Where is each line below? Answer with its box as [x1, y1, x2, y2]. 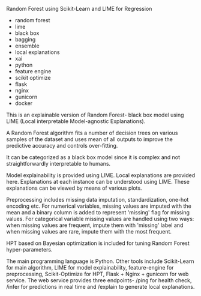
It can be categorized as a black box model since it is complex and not [6, 154, 181, 161]
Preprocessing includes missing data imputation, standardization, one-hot [6, 196, 189, 203]
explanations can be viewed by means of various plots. [6, 184, 142, 192]
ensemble [14, 42, 40, 49]
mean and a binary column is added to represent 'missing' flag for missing [6, 209, 190, 216]
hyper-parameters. [6, 246, 53, 253]
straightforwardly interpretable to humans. [6, 160, 111, 167]
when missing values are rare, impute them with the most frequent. [6, 228, 172, 235]
